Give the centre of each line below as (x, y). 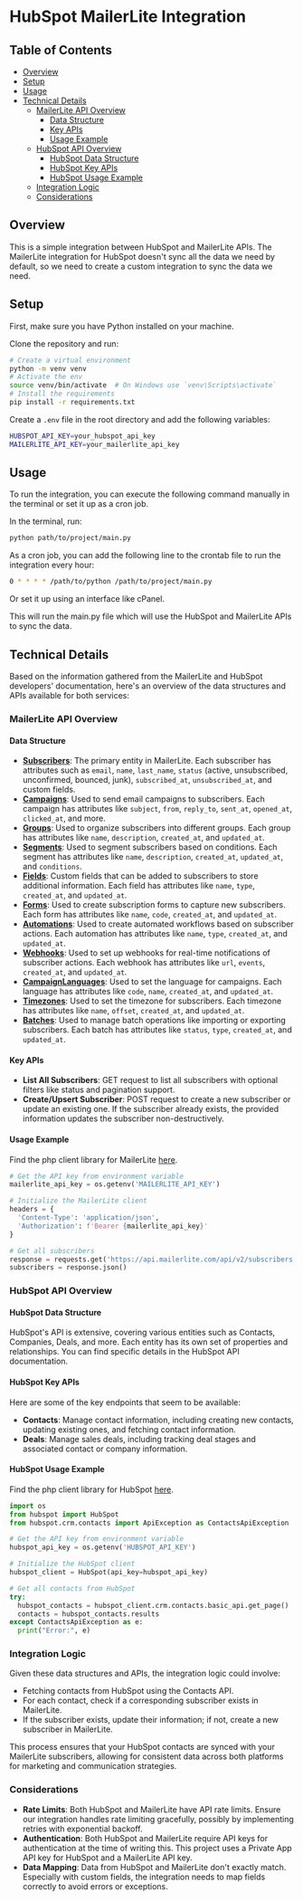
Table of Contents (61, 50)
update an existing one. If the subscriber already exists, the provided (150, 1109)
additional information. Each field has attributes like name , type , (138, 886)
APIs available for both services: (69, 695)
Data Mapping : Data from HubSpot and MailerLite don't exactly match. (154, 1867)
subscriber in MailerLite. (67, 1729)
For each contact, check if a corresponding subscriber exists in (141, 1701)
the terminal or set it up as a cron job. (79, 504)
